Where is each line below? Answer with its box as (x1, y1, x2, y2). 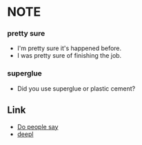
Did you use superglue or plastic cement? (17, 84, 136, 93)
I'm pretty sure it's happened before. (17, 44, 122, 52)
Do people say (17, 122, 59, 131)
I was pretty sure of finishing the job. (17, 52, 122, 60)
